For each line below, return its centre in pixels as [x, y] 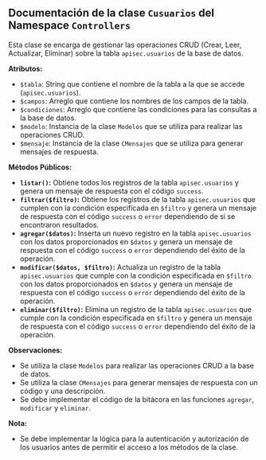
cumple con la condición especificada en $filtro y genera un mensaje [136, 318]
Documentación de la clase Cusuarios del [111, 13]
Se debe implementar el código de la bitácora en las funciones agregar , [137, 399]
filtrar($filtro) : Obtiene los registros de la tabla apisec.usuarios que [138, 199]
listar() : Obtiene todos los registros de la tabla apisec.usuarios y [129, 182]
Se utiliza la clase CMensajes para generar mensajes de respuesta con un [139, 382]
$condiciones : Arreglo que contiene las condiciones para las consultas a [138, 109]
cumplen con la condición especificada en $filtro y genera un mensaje [138, 208]
